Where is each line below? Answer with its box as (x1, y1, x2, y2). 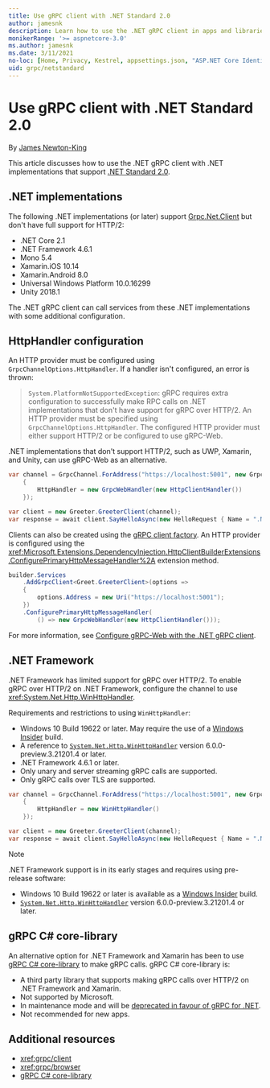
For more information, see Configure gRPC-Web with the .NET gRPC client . (8, 630, 256, 640)
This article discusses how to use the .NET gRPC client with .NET (8, 158, 224, 167)
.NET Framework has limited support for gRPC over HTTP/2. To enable (8, 675, 242, 685)
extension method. (157, 555, 219, 565)
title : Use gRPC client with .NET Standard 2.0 (8, 11, 171, 20)
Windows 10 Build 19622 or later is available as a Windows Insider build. (19, 888, 259, 898)
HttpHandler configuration (8, 334, 144, 348)
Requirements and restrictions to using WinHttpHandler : (8, 707, 191, 717)
